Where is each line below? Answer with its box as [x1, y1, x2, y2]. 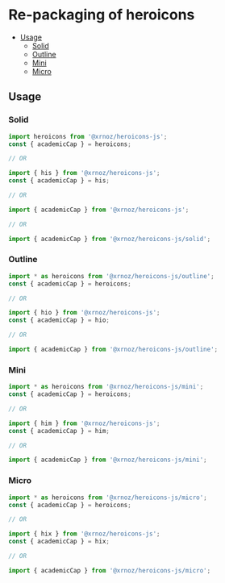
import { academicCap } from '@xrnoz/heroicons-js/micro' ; [8, 566, 211, 574]
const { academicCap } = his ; [8, 177, 110, 185]
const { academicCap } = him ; [8, 427, 110, 435]
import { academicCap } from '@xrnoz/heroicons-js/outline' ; [8, 345, 219, 354]
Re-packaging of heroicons [8, 6, 195, 24]
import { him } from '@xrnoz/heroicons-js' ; [8, 419, 160, 427]
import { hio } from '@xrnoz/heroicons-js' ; [8, 309, 160, 317]
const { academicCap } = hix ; [8, 538, 110, 546]
